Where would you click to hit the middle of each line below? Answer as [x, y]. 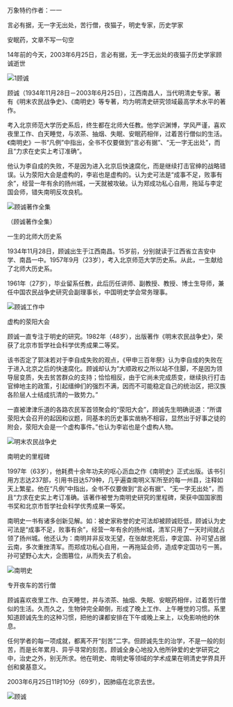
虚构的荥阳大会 [28, 321]
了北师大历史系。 [32, 269]
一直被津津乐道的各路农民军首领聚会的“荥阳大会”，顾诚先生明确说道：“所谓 [114, 410]
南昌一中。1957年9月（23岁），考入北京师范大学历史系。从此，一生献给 [121, 260]
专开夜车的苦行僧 [32, 585]
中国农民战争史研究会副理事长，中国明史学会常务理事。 [92, 292]
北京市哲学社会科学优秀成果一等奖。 [77, 506]
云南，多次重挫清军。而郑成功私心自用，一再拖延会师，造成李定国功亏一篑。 [116, 547]
